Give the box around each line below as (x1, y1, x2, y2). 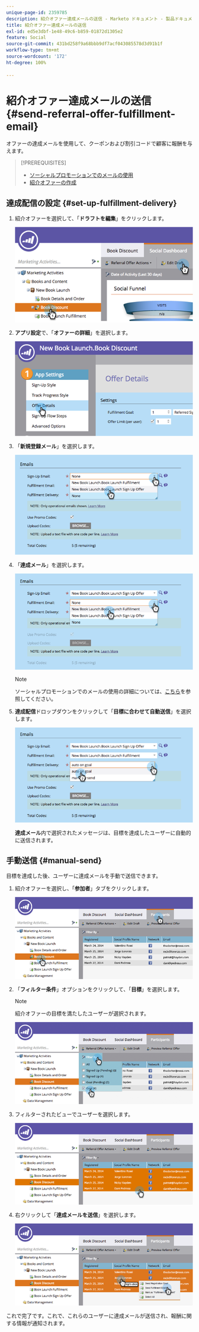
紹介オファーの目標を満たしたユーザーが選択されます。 (14, 1010, 150, 1017)
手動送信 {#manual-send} (6, 855, 102, 866)
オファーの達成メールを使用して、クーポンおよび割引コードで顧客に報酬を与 (6, 140, 192, 147)
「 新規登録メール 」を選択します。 (14, 443, 98, 450)
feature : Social (6, 34, 46, 41)
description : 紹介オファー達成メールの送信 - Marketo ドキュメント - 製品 (6, 15, 175, 22)
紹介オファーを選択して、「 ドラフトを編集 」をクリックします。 (14, 215, 168, 222)
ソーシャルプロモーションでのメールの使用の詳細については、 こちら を (14, 687, 186, 694)
